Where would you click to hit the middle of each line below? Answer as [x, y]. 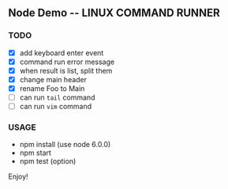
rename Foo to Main [52, 88]
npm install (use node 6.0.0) [65, 145]
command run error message [67, 62]
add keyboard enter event [62, 53]
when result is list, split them [66, 70]
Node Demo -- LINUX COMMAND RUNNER [114, 13]
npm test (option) [48, 161]
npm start [35, 153]
